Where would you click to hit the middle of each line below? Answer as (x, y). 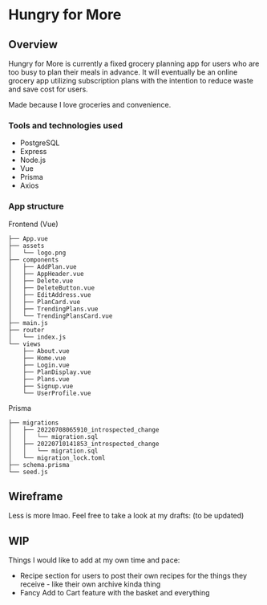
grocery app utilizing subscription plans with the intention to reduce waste (131, 81)
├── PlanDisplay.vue (57, 372)
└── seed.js (28, 472)
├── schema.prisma (39, 465)
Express (33, 152)
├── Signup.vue (48, 386)
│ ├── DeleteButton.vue (51, 288)
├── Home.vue (44, 358)
